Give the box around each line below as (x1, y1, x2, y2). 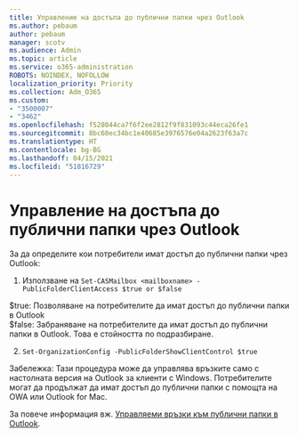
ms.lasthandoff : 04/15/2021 (9, 153, 114, 163)
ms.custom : (9, 95, 50, 105)
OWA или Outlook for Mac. (9, 392, 109, 402)
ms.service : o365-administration (9, 63, 133, 72)
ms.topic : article (9, 54, 77, 63)
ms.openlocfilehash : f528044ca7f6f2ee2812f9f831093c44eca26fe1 (9, 121, 249, 130)
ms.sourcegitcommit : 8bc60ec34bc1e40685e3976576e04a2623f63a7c (9, 129, 249, 138)
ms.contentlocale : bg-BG (9, 145, 101, 154)
